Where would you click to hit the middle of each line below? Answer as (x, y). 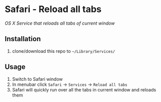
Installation (23, 39)
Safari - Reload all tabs (53, 9)
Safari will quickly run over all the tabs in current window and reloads (84, 89)
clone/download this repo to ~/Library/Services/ (64, 51)
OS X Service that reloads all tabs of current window (60, 23)
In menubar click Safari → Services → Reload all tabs (70, 84)
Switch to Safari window (37, 79)
